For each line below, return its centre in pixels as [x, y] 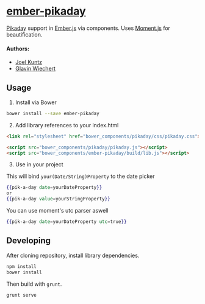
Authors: [18, 48]
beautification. [24, 34]
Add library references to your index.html [67, 125]
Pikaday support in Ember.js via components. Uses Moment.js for [88, 28]
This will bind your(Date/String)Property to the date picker [81, 176]
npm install [21, 266]
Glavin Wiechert [35, 69]
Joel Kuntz [29, 62]
